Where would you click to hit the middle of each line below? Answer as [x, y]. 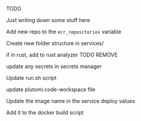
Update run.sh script [31, 78]
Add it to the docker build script [45, 112]
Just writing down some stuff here [48, 20]
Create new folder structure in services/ [55, 43]
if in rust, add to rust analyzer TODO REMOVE [62, 55]
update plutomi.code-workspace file [51, 89]
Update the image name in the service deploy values [71, 101]
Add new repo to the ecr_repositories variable [64, 32]
